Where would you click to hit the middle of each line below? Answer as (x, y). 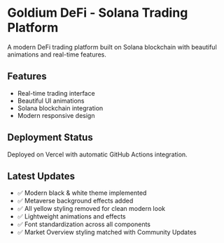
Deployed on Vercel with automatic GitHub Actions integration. (97, 154)
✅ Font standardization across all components (84, 224)
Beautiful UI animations (51, 101)
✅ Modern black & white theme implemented (82, 193)
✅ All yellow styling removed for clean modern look (91, 209)
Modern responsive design (56, 115)
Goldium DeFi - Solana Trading (98, 13)
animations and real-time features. (57, 54)
